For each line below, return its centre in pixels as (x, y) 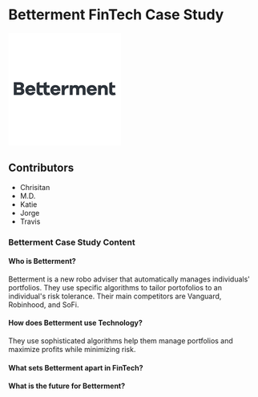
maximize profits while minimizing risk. (72, 350)
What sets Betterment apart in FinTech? (76, 367)
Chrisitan (35, 187)
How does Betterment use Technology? (75, 323)
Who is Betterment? (42, 261)
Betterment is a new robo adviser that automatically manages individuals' (129, 279)
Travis (30, 221)
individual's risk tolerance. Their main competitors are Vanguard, (115, 296)
